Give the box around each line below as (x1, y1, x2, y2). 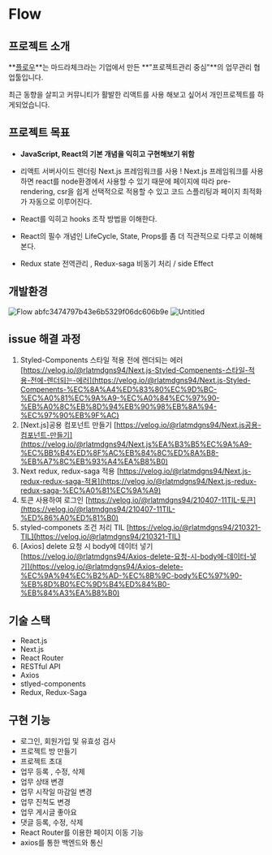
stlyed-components (19, 679, 87, 689)
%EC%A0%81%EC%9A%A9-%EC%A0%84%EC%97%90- (19, 393, 220, 403)
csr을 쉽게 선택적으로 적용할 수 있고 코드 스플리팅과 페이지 (56, 186, 241, 196)
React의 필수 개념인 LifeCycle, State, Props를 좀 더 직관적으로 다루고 (19, 231, 241, 240)
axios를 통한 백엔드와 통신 (19, 838, 104, 848)
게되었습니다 (8, 100, 49, 110)
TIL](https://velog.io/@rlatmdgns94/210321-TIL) (19, 532, 181, 542)
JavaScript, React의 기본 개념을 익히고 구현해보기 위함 (19, 149, 195, 158)
